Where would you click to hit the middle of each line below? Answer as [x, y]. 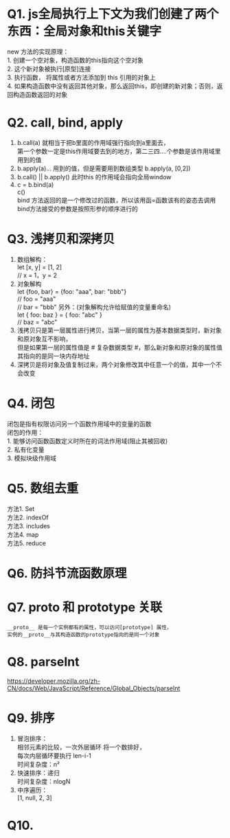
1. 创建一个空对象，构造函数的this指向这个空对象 [76, 60]
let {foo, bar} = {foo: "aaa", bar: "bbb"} [72, 291]
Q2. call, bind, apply [65, 123]
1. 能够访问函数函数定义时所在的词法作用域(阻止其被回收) [88, 441]
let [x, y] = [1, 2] [39, 267]
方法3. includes [28, 525]
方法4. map [23, 534]
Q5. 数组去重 [43, 488]
